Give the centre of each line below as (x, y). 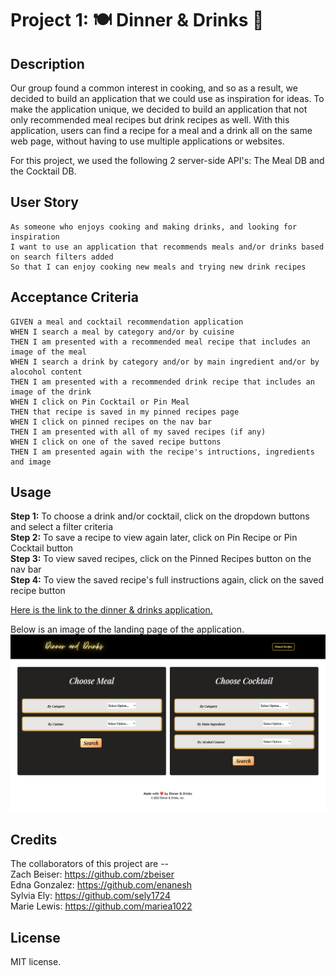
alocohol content (46, 372)
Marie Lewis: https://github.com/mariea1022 (101, 906)
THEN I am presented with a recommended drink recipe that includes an (162, 382)
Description (47, 63)
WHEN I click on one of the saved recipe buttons (116, 442)
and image (31, 462)
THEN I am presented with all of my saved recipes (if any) (138, 432)
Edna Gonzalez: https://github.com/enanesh (101, 885)
